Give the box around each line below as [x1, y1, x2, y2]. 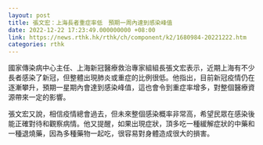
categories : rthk [8, 41, 65, 49]
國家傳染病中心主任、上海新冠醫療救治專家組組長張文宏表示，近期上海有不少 [8, 63, 255, 73]
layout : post [8, 11, 51, 20]
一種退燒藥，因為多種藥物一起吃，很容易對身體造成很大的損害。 [8, 129, 214, 138]
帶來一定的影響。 [14, 92, 70, 102]
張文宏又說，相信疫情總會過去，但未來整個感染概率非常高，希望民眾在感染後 [8, 109, 255, 118]
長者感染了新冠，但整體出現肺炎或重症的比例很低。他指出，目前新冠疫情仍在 [8, 73, 255, 82]
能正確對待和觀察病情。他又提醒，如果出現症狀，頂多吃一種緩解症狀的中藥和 [8, 119, 255, 129]
